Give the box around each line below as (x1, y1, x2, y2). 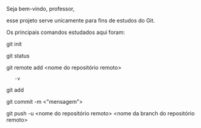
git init (6, 41, 23, 47)
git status (6, 52, 30, 59)
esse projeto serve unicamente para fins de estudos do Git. (6, 17, 155, 24)
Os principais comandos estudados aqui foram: (6, 29, 125, 36)
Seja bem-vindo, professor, (6, 5, 75, 12)
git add (6, 86, 24, 93)
